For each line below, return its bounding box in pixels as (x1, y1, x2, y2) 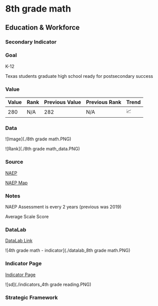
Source (5, 159, 24, 166)
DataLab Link (5, 238, 33, 244)
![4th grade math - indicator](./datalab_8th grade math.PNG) (5, 247, 131, 253)
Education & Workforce (5, 23, 80, 32)
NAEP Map (5, 180, 28, 186)
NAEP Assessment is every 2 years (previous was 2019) (5, 203, 122, 210)
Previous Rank (85, 99, 122, 106)
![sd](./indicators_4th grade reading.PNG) (5, 281, 92, 287)
